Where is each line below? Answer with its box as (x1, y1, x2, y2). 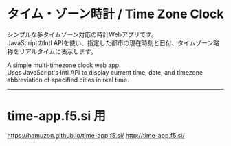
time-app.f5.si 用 (7, 108, 107, 124)
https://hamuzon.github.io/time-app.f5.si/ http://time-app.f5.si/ (7, 131, 185, 139)
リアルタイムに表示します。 (19, 47, 98, 56)
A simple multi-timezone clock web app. (7, 61, 122, 69)
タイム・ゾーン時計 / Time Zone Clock (7, 6, 225, 22)
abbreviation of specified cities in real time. (7, 75, 129, 84)
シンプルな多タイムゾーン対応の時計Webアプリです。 (7, 30, 158, 38)
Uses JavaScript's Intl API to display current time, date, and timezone (7, 68, 203, 76)
